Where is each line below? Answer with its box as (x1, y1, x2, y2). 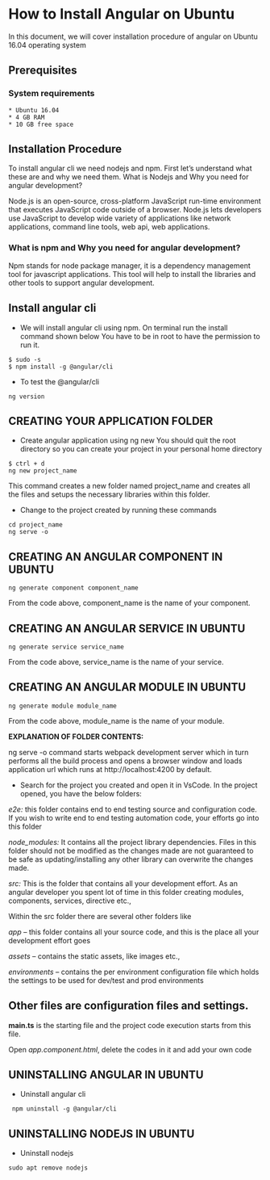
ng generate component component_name (8, 584, 139, 592)
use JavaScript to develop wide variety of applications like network (8, 213, 231, 223)
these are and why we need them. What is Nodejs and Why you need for (8, 172, 249, 182)
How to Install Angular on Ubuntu (8, 5, 235, 23)
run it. (19, 340, 40, 350)
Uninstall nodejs (19, 1149, 74, 1158)
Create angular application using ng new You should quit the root (19, 435, 236, 445)
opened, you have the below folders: (19, 788, 143, 798)
